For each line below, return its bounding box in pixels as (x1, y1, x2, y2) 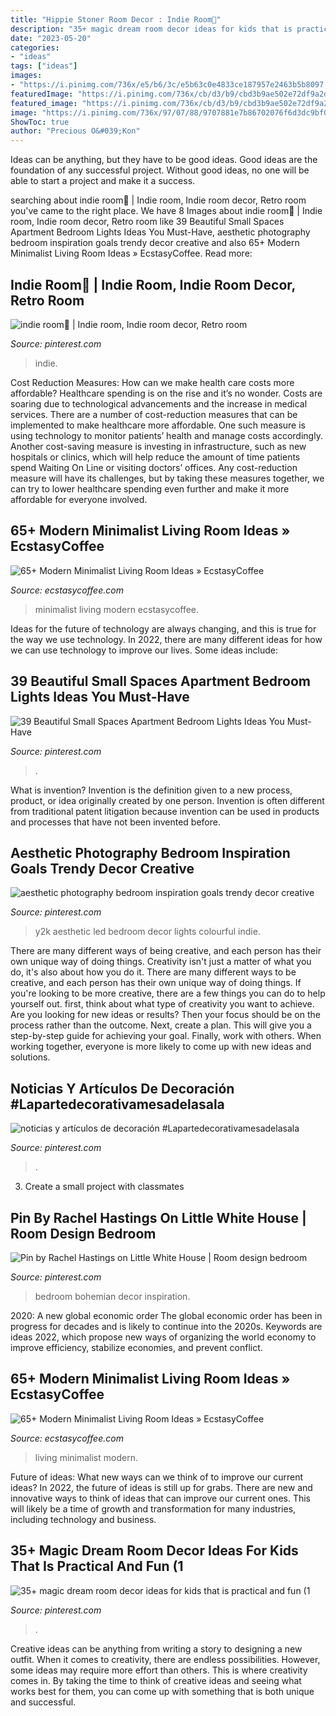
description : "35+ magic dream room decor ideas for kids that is (10, 24, 293, 34)
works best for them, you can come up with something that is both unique (10, 1685, 315, 1697)
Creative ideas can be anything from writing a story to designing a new (10, 1642, 303, 1655)
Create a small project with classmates (24, 1181, 185, 1193)
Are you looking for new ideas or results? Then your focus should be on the (10, 1009, 321, 1021)
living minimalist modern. (34, 1451, 138, 1463)
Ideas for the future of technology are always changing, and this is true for (10, 622, 317, 635)
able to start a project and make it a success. (10, 175, 196, 187)
